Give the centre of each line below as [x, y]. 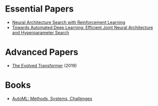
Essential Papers [39, 9]
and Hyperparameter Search [40, 32]
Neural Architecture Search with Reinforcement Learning [69, 22]
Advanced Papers [42, 52]
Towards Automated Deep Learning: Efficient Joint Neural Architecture [83, 27]
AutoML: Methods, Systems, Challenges [52, 98]
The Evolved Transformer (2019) [44, 65]
